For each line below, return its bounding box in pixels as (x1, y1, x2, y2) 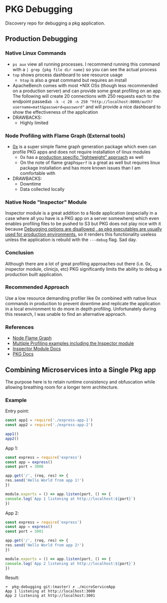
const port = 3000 (5, 464, 44, 469)
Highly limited (20, 119, 49, 126)
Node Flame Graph (12, 335, 52, 341)
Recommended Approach (5, 284, 69, 291)
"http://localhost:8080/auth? (90, 99, 153, 104)
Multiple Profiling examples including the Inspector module (12, 340, 134, 346)
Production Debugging (5, 35, 78, 43)
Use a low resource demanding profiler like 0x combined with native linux (5, 295, 157, 301)
